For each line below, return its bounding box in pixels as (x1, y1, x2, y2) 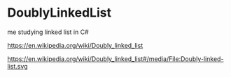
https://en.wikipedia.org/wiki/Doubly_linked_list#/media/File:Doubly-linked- (7, 54, 224, 63)
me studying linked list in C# (7, 28, 89, 36)
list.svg (7, 62, 28, 70)
